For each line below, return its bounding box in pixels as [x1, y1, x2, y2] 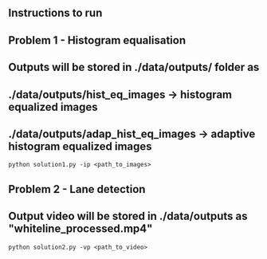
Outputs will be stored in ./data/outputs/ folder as [8, 61, 260, 74]
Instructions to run [8, 6, 103, 20]
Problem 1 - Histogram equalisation [8, 33, 186, 47]
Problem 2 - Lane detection [8, 182, 146, 196]
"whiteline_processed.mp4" [8, 222, 153, 236]
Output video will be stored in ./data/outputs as [8, 210, 248, 223]
